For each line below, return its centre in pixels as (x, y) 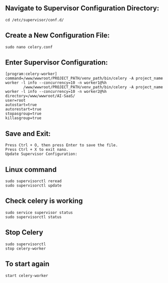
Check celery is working (44, 201)
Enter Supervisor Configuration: (57, 63)
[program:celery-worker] (31, 74)
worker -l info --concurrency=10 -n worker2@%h (56, 92)
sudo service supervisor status (39, 212)
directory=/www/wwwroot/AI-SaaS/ (40, 96)
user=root (16, 100)
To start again (27, 264)
